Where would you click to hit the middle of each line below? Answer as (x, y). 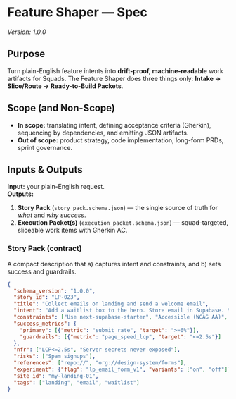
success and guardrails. (42, 271)
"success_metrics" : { (45, 324)
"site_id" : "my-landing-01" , (56, 376)
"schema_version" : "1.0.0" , (55, 291)
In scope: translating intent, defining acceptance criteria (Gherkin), (114, 125)
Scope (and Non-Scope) (61, 108)
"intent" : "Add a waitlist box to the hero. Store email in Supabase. (119, 311)
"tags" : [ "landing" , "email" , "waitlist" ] (77, 382)
